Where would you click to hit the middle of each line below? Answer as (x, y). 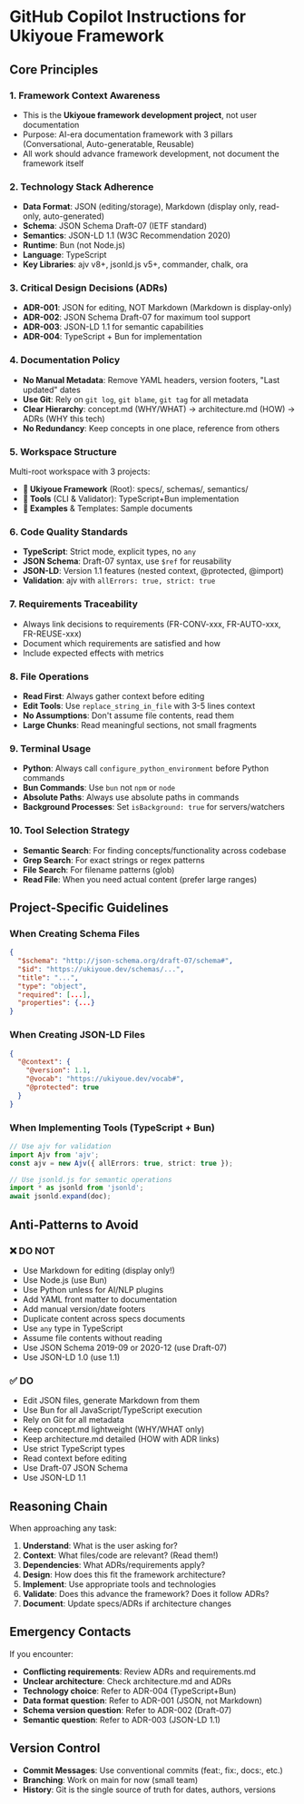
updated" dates (52, 389)
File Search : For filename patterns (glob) (98, 870)
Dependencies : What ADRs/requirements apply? (114, 1565)
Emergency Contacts (70, 1632)
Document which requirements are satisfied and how (121, 643)
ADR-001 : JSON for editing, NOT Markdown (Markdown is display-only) (157, 308)
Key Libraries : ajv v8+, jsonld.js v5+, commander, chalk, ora (135, 264)
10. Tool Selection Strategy (69, 831)
